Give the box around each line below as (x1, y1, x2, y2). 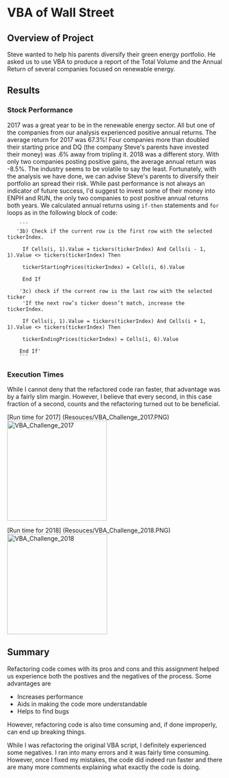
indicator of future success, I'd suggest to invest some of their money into (7, 187, 215, 195)
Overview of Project (7, 32, 94, 44)
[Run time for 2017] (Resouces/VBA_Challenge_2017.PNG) (7, 413, 170, 421)
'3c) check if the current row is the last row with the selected (19, 287, 213, 294)
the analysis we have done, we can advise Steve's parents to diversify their (7, 172, 219, 180)
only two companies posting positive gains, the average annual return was (7, 157, 217, 165)
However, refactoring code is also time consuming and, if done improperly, (7, 720, 217, 729)
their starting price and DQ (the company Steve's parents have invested (7, 143, 209, 151)
